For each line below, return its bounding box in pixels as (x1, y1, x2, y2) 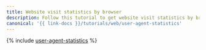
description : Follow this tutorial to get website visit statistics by (6, 15, 193, 21)
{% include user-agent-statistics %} (6, 37, 97, 45)
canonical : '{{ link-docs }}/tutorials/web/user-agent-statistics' (6, 20, 183, 26)
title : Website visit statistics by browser (6, 9, 122, 15)
